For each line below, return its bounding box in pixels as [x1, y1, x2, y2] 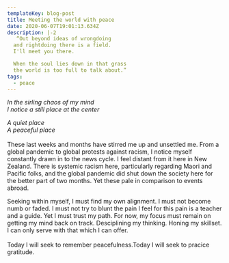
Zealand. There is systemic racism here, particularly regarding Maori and [7, 162, 213, 171]
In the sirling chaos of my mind [7, 98, 94, 107]
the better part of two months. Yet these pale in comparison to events [7, 177, 203, 185]
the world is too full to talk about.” [13, 66, 127, 74]
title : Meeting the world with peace [7, 16, 115, 23]
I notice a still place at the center [7, 105, 100, 113]
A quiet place [7, 119, 45, 127]
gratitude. [7, 248, 35, 256]
